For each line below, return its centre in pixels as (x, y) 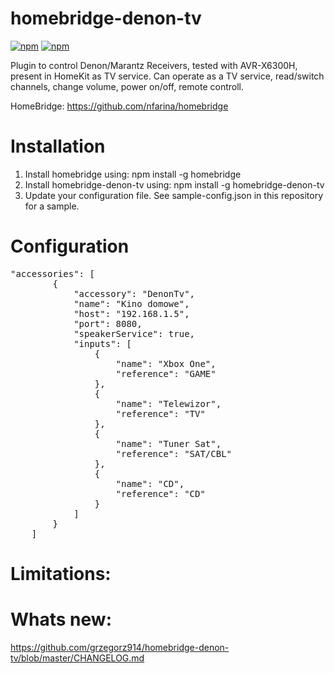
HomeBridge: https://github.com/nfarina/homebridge (119, 106)
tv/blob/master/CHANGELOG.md (77, 658)
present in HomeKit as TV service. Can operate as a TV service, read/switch (167, 76)
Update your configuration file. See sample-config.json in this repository (174, 195)
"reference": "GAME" (166, 373)
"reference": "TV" (160, 413)
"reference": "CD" (160, 493)
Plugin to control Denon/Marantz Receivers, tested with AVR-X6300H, (154, 65)
